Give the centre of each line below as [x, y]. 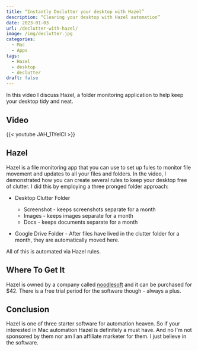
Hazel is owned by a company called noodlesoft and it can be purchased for [99, 284]
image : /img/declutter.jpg [39, 34]
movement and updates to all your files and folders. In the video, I [86, 174]
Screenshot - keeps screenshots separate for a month [90, 209]
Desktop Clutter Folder [42, 198]
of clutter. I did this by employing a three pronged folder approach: [87, 186]
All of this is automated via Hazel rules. [54, 251]
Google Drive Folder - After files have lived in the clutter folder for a [97, 233]
